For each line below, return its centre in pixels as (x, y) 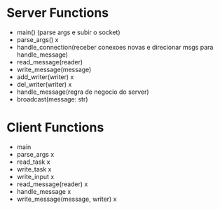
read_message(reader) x (52, 184)
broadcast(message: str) (52, 99)
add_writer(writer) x (45, 77)
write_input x (35, 176)
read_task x (33, 162)
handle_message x (44, 191)
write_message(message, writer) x (67, 199)
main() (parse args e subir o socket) (68, 32)
